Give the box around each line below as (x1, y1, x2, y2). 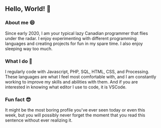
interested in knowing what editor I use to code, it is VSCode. (5, 84, 127, 90)
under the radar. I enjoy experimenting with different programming (5, 35, 137, 41)
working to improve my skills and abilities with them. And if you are (5, 79, 138, 85)
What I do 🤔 (5, 57, 32, 64)
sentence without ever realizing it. (5, 117, 73, 123)
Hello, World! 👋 (5, 5, 51, 13)
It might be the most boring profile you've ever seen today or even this (5, 107, 146, 113)
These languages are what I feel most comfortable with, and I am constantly (5, 73, 156, 80)
